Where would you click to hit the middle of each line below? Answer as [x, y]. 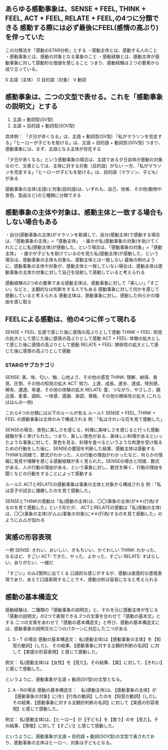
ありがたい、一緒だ [33, 563]
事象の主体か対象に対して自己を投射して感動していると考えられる [77, 273]
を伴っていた [25, 37]
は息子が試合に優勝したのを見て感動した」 [49, 490]
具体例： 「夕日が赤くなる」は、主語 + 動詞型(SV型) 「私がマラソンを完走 [81, 136]
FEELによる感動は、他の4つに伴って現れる [71, 319]
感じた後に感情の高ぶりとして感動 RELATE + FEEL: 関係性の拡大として [82, 345]
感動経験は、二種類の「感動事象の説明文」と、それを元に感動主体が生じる [82, 610]
